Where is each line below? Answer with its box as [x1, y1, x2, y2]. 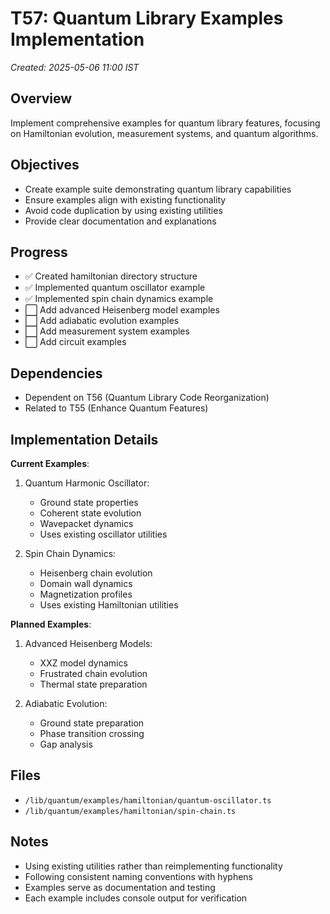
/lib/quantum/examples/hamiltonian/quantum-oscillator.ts [24, 795, 272, 806]
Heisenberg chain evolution [39, 567, 153, 579]
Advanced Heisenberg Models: [24, 638, 153, 649]
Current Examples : [10, 458, 90, 469]
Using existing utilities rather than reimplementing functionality [24, 860, 283, 872]
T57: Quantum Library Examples [10, 7, 284, 30]
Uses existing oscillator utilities [39, 528, 168, 540]
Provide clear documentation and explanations [24, 215, 217, 227]
